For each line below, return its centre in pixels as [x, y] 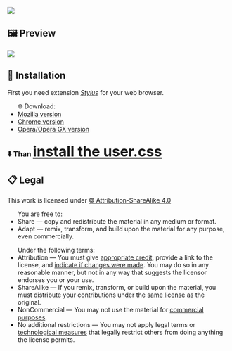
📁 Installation [37, 76]
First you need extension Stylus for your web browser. [85, 92]
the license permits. [46, 340]
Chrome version [41, 121]
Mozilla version [39, 114]
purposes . [32, 317]
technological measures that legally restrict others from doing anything [120, 332]
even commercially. [46, 236]
